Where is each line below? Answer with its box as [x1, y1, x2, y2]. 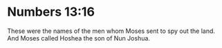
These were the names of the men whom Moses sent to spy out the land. [7, 27, 216, 35]
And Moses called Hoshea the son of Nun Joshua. [7, 34, 151, 42]
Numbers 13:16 [7, 4, 95, 20]
